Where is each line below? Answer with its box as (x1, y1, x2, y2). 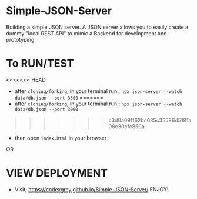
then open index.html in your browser (14, 134, 107, 141)
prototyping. (6, 36, 36, 43)
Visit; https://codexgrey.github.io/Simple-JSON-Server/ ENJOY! (14, 185, 169, 193)
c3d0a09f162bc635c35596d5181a (108, 117, 192, 124)
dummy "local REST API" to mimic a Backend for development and (6, 29, 167, 37)
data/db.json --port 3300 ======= (14, 94, 104, 101)
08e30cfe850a (108, 122, 145, 130)
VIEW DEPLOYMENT (6, 167, 108, 180)
